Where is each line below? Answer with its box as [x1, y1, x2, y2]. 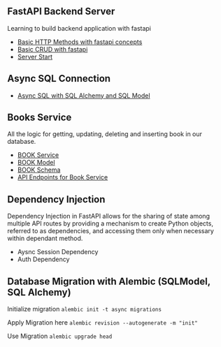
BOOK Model [17, 158, 55, 167]
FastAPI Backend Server [7, 6, 115, 17]
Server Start [17, 52, 52, 61]
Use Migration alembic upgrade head [7, 332, 113, 341]
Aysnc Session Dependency [17, 248, 99, 256]
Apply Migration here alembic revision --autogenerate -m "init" [7, 318, 198, 327]
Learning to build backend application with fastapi [7, 24, 152, 32]
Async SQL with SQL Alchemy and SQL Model [17, 91, 150, 100]
